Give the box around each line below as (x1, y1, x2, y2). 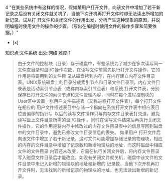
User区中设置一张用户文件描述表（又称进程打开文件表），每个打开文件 (17, 98, 162, 104)
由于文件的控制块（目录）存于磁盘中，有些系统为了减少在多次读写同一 (17, 61, 163, 66)
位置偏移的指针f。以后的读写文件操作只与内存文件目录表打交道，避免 (17, 111, 160, 116)
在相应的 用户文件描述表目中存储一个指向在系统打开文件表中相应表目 (17, 104, 159, 110)
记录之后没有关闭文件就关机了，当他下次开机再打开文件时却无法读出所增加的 (5, 11, 163, 17)
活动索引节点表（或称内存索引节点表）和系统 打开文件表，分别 (31, 86, 159, 91)
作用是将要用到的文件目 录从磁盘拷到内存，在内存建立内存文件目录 (17, 73, 155, 79)
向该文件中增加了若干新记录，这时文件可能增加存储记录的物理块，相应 (17, 136, 163, 141)
